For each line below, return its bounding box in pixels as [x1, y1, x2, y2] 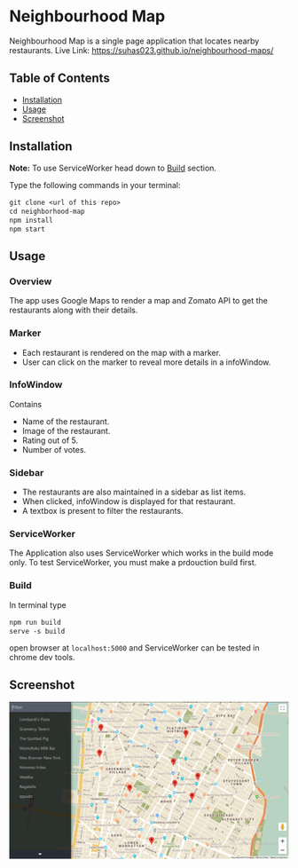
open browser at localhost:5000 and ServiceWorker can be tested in [9, 642, 260, 653]
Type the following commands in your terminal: [9, 179, 181, 190]
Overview [9, 275, 52, 288]
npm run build [9, 618, 62, 627]
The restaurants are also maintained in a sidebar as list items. [21, 486, 247, 498]
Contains [9, 398, 43, 409]
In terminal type [9, 599, 67, 610]
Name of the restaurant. [21, 415, 110, 427]
